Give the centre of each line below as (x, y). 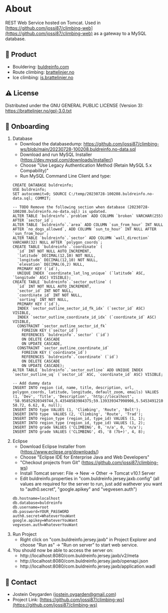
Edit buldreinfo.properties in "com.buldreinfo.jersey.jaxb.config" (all (90, 479)
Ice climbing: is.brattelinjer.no (43, 77)
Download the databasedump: (51, 144)
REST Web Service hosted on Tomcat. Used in (53, 23)
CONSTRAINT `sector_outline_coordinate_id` (63, 348)
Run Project (24, 534)
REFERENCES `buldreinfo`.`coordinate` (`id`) (70, 357)
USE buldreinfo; (29, 190)
